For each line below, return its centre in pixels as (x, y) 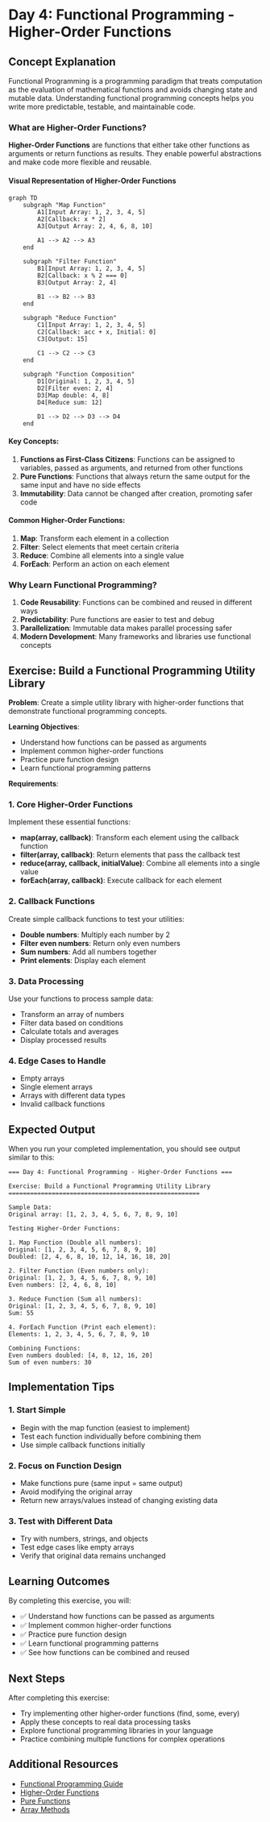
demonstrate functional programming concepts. (88, 712)
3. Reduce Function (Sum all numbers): (75, 1299)
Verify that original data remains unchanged (93, 1556)
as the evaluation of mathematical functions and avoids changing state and (133, 89)
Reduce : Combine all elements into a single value (102, 555)
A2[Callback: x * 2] (72, 219)
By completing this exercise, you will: (70, 1600)
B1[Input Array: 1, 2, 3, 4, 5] (92, 268)
